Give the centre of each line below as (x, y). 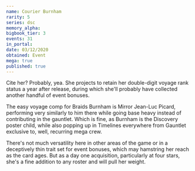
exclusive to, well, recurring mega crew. (54, 132)
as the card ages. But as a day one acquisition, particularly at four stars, (93, 156)
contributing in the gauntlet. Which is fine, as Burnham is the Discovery (92, 119)
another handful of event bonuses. (48, 95)
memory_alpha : (23, 28)
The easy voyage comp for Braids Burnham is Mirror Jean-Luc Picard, (91, 107)
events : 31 (19, 39)
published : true (26, 66)
